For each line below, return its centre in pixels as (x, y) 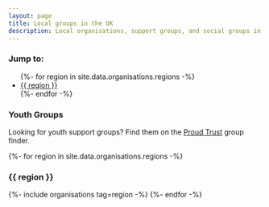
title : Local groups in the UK (61, 23)
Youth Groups (36, 114)
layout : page (30, 16)
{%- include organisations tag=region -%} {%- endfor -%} (106, 195)
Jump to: (26, 59)
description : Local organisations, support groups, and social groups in (135, 31)
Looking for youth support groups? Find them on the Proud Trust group (126, 132)
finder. (19, 140)
